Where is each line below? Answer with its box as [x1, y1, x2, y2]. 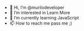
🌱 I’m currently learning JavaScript [9, 15, 79, 20]
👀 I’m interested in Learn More [9, 10, 70, 15]
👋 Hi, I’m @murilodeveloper [9, 5, 65, 10]
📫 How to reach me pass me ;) [9, 20, 72, 26]
